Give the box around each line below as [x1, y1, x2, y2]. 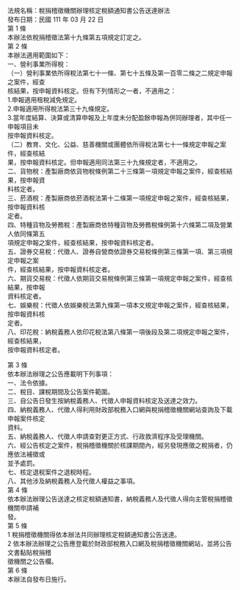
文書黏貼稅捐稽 [7, 549, 51, 556]
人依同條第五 [7, 229, 45, 238]
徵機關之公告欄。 [7, 557, 58, 566]
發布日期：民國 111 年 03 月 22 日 [7, 15, 104, 24]
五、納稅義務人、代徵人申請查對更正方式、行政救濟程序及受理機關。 [7, 432, 208, 441]
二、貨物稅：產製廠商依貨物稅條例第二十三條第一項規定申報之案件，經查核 [7, 167, 226, 175]
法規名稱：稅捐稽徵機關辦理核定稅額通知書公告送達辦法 [7, 6, 170, 14]
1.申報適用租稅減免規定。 [7, 96, 81, 104]
